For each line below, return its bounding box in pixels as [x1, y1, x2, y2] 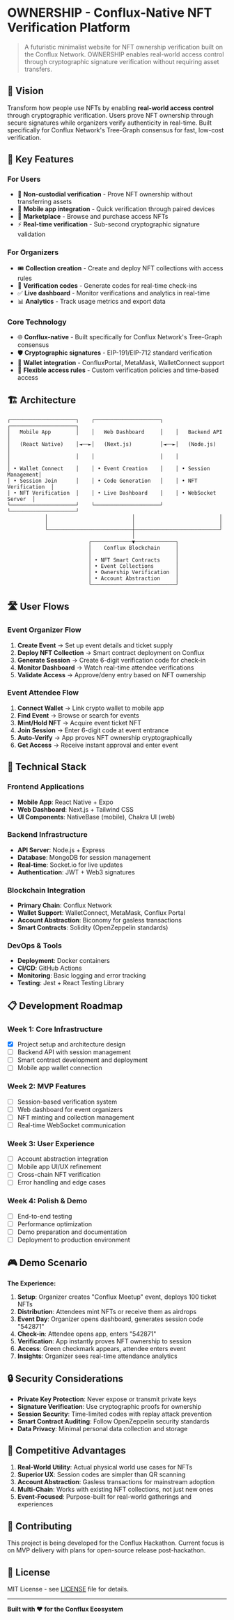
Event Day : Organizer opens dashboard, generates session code [17, 1315, 204, 1323]
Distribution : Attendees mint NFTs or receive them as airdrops [17, 1307, 197, 1316]
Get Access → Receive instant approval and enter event [17, 741, 179, 749]
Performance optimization [17, 1219, 93, 1228]
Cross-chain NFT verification [17, 1171, 101, 1179]
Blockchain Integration [7, 885, 86, 895]
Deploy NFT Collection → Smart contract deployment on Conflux [17, 648, 205, 656]
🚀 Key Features [7, 153, 75, 165]
